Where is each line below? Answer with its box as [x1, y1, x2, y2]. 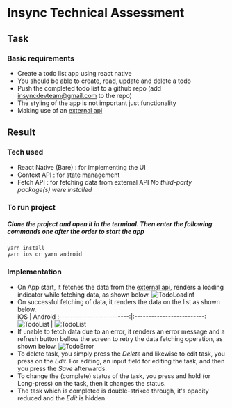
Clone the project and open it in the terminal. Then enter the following [7, 220, 213, 228]
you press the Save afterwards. [17, 364, 108, 372]
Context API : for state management [17, 171, 120, 179]
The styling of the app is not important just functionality [17, 99, 176, 107]
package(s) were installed [17, 185, 92, 194]
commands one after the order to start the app [7, 228, 144, 236]
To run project [7, 203, 56, 212]
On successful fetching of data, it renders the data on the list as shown [17, 297, 220, 306]
